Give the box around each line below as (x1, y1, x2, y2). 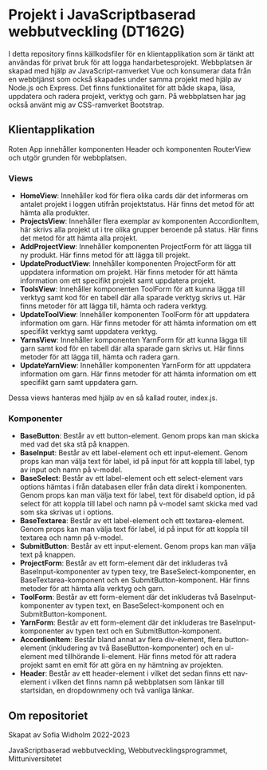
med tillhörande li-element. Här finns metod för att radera (48, 652, 237, 661)
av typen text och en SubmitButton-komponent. (65, 626, 222, 636)
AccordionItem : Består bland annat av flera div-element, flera (19, 635, 223, 645)
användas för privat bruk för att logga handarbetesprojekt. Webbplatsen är (8, 58, 253, 67)
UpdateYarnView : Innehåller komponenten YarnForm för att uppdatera (19, 361, 251, 371)
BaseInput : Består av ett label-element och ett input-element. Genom (19, 448, 249, 458)
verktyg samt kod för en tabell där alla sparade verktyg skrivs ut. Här (19, 293, 245, 303)
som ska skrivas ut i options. (19, 507, 114, 517)
